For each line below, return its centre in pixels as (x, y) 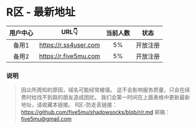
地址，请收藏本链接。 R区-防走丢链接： (69, 105)
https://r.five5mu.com (70, 56)
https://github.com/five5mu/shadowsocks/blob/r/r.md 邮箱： (96, 112)
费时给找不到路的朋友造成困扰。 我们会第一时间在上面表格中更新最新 (105, 97)
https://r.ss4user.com (70, 45)
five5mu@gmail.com (46, 119)
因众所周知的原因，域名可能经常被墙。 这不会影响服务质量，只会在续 (105, 90)
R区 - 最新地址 (41, 12)
